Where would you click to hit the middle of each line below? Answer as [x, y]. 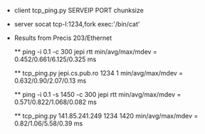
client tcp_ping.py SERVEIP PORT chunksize [79, 10]
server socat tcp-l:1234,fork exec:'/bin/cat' [77, 24]
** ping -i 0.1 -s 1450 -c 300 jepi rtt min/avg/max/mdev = [98, 94]
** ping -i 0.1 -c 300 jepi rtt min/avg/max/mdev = [86, 52]
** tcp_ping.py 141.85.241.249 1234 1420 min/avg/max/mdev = [106, 116]
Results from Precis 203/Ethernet [63, 38]
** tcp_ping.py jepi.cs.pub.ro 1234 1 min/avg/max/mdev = [99, 73]
